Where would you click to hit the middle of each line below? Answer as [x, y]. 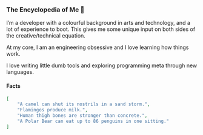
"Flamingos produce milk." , [52, 110]
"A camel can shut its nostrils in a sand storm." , [84, 104]
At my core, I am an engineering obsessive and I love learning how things [98, 47]
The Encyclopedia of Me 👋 [45, 10]
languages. [20, 72]
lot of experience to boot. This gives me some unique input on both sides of [101, 29]
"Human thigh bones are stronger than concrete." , [82, 116]
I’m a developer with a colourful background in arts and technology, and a [98, 23]
